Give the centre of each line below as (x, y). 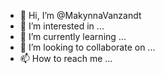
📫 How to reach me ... (66, 58)
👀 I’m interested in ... (62, 26)
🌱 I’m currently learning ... (73, 36)
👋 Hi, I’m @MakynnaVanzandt (80, 15)
